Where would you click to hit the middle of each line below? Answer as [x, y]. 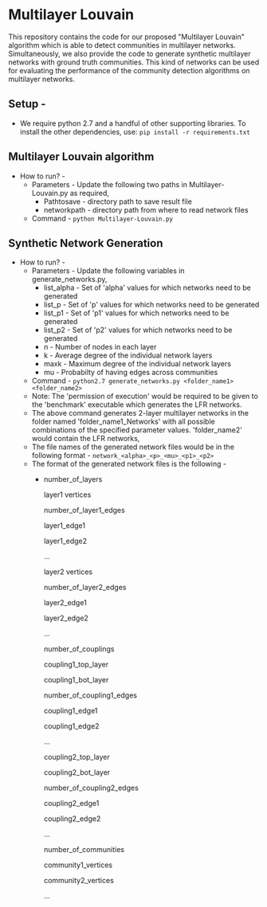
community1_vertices [78, 865]
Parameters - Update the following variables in [108, 271]
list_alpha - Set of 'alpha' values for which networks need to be [147, 287]
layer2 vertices [68, 572]
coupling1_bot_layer [76, 680]
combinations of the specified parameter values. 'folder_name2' [137, 430]
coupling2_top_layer [77, 757]
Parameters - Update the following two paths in [109, 184]
